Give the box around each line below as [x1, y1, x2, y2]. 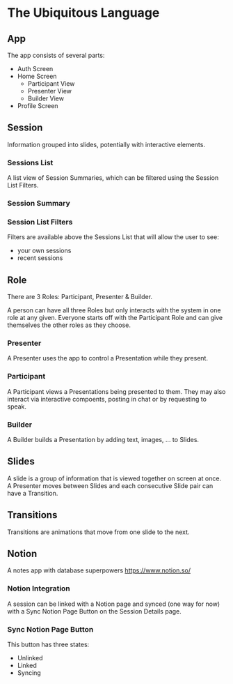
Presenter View [27, 87, 72, 95]
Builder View [27, 94, 65, 102]
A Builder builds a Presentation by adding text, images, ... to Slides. [7, 436, 200, 444]
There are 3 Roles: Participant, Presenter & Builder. [7, 293, 153, 301]
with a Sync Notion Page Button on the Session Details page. [7, 607, 182, 615]
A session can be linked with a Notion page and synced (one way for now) [7, 600, 220, 608]
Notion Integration [7, 584, 71, 593]
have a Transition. [7, 489, 58, 497]
